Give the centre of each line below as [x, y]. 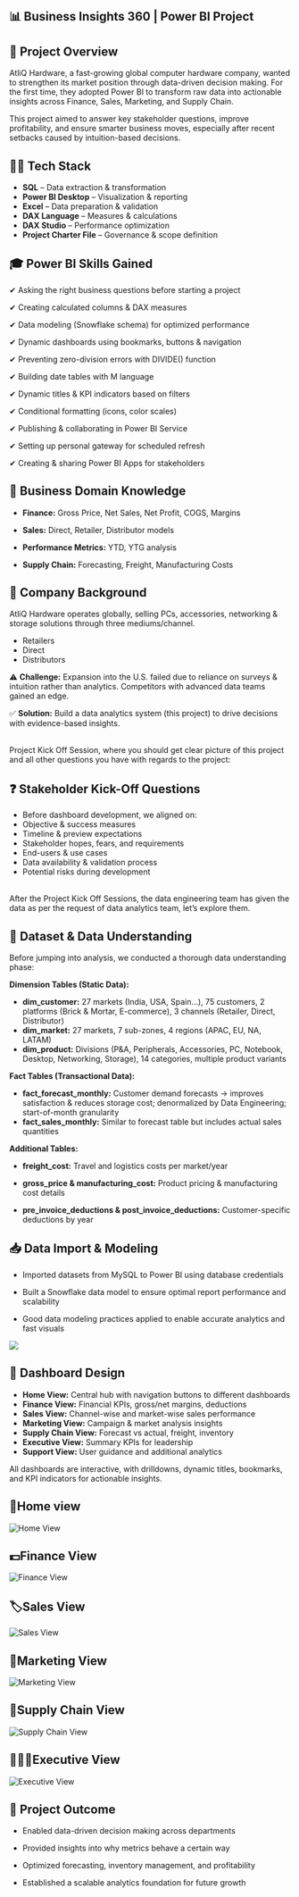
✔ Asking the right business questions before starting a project [125, 289]
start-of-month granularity [71, 1113]
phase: [22, 967]
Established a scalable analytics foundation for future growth [134, 1883]
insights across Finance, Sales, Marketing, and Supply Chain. [121, 102]
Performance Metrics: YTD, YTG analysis [99, 547]
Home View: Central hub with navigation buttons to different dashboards [156, 1394]
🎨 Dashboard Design [67, 1373]
